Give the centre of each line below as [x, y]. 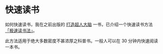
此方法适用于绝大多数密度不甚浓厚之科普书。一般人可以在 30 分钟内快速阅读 [82, 41]
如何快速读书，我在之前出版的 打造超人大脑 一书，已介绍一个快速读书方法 [79, 24]
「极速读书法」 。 [21, 30]
